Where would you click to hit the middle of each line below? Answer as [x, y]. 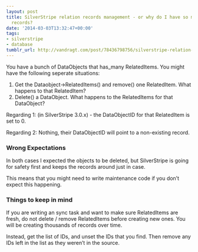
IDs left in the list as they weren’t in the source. [63, 243]
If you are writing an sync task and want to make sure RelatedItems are [92, 212]
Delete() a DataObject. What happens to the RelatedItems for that [94, 97]
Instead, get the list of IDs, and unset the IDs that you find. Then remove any [99, 237]
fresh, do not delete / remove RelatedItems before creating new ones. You [96, 219]
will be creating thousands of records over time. [64, 225]
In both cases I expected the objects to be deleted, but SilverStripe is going [97, 161]
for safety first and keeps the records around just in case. [76, 167]
